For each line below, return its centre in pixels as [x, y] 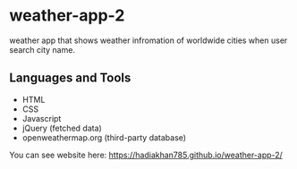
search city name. [42, 49]
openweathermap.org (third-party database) [104, 137]
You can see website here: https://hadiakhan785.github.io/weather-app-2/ [146, 155]
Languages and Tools [70, 78]
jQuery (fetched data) [62, 128]
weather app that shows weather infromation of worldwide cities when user [148, 40]
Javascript [42, 118]
